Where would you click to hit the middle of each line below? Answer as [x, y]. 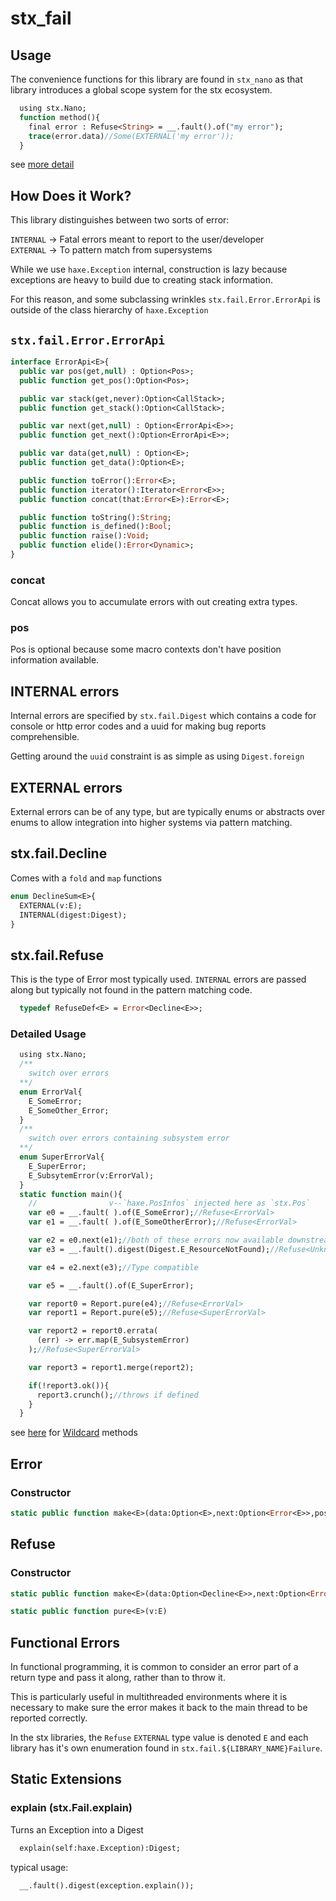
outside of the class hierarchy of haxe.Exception [109, 310]
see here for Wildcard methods [74, 1433]
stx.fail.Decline [59, 853]
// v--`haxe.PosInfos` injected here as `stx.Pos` [169, 1203]
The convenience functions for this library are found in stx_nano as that [156, 79]
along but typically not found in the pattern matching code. [131, 990]
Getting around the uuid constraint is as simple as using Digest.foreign [157, 756]
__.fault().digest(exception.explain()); [107, 1885]
